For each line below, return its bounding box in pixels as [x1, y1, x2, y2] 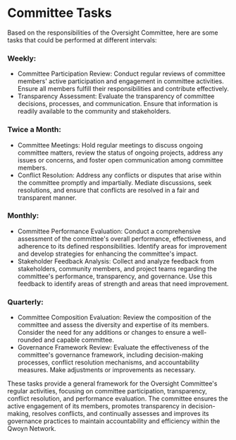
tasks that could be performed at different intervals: [7, 35, 157, 44]
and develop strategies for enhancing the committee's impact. [17, 249, 199, 258]
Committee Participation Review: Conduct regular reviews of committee [17, 69, 225, 78]
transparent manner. [17, 193, 77, 202]
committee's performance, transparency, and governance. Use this [17, 272, 213, 280]
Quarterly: [7, 297, 44, 307]
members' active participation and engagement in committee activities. [17, 77, 224, 85]
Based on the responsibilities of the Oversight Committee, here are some [7, 28, 218, 37]
